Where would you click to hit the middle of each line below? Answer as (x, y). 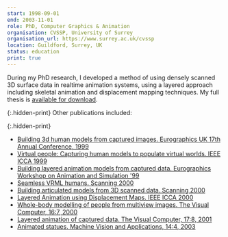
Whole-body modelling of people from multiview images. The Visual (113, 204)
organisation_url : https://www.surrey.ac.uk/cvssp (81, 39)
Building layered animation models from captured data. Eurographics (114, 168)
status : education (33, 52)
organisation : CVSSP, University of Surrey (70, 33)
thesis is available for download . (52, 99)
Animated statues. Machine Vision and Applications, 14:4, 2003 (106, 226)
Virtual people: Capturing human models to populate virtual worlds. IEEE (119, 153)
